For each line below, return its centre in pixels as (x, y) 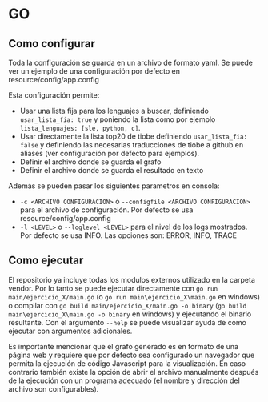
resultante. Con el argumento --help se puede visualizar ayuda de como (127, 322)
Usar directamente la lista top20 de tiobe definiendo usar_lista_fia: (134, 136)
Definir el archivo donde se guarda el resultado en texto (112, 170)
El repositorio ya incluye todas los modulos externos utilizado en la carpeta (132, 279)
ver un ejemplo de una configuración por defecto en (94, 71)
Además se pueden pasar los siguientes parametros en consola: (114, 186)
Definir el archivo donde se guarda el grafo (90, 162)
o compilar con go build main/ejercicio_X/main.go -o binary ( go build (128, 305)
